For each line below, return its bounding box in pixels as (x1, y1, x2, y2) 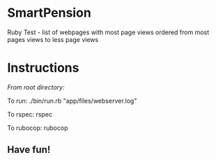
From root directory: (7, 82, 65, 92)
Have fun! (7, 144, 51, 156)
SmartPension (7, 5, 92, 21)
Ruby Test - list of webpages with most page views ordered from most (7, 28, 210, 36)
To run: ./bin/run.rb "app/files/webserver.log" (7, 96, 137, 105)
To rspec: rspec (7, 110, 53, 118)
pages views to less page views (7, 35, 99, 43)
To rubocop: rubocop (7, 124, 68, 132)
